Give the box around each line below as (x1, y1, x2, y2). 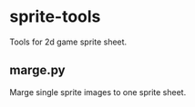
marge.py (9, 63, 66, 78)
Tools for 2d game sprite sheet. (9, 36, 128, 47)
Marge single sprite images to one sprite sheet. (9, 86, 187, 97)
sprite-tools (9, 6, 101, 27)
